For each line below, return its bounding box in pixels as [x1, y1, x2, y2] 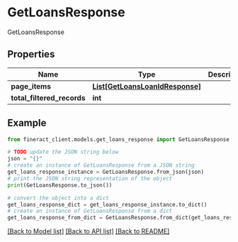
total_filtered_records [11, 93, 86, 103]
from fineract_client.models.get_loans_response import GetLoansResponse [7, 136, 230, 143]
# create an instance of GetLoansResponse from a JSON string [7, 162, 195, 169]
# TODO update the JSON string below [7, 148, 119, 156]
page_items [11, 81, 52, 91]
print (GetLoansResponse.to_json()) [7, 182, 113, 189]
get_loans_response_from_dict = [7, 214, 103, 221]
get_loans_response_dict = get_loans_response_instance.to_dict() [7, 201, 208, 208]
